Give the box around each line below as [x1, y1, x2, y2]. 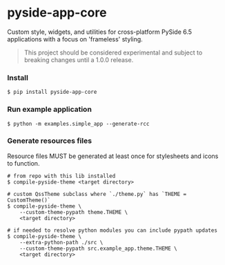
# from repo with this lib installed [7, 173, 116, 179]
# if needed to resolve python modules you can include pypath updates [7, 226, 217, 234]
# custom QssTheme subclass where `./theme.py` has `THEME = [7, 190, 187, 197]
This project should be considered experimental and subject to [23, 48, 203, 57]
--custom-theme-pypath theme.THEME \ [19, 208, 128, 215]
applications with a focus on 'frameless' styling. [7, 35, 143, 43]
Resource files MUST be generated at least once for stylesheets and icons [7, 152, 219, 160]
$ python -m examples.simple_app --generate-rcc [7, 120, 150, 127]
